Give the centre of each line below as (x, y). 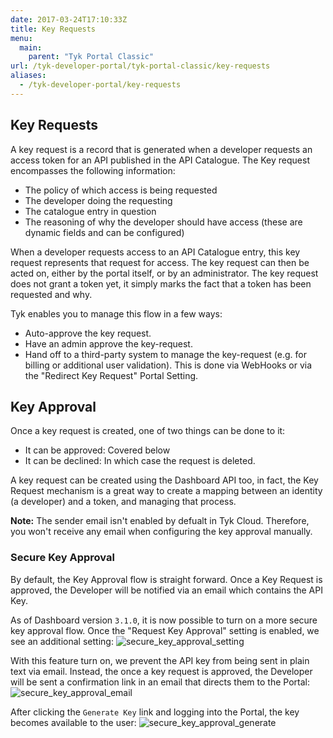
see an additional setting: (62, 641)
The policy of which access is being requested (121, 190)
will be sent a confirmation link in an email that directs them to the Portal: (160, 682)
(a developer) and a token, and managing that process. (123, 502)
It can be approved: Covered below (97, 450)
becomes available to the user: (73, 722)
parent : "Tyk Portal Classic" (91, 57)
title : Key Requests (53, 29)
